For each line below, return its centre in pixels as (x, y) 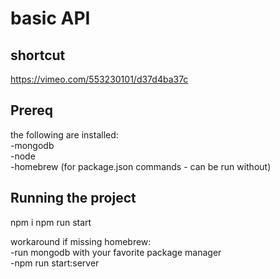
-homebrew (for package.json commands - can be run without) (141, 166)
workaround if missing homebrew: (81, 241)
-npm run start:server (55, 263)
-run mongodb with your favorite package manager (116, 252)
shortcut (38, 55)
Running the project (73, 198)
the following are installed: (64, 134)
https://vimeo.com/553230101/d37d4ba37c (99, 79)
